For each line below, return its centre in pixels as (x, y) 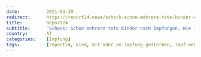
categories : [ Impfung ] (38, 39)
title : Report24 (37, 23)
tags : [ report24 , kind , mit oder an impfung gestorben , (89, 45)
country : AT (29, 34)
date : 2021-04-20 (40, 12)
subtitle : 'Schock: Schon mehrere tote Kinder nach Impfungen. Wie (99, 28)
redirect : (19, 17)
